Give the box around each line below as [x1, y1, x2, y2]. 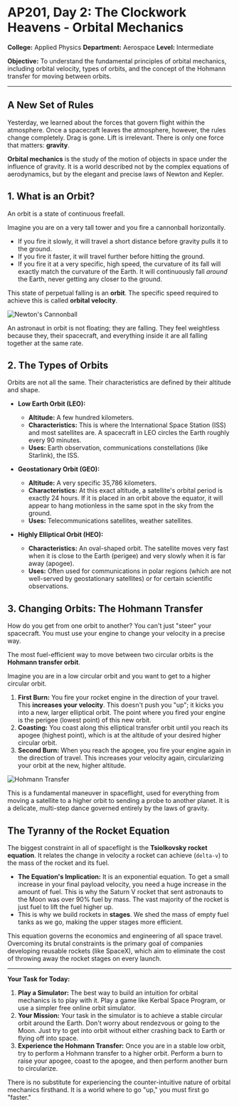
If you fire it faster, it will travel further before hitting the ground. [17, 252, 205, 261]
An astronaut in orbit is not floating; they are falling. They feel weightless [7, 323, 221, 332]
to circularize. [17, 1064, 58, 1072]
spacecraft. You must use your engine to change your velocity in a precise [7, 629, 225, 638]
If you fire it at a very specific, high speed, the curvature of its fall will [17, 259, 221, 268]
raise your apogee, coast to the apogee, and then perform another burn [17, 1056, 228, 1065]
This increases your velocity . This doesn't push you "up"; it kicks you [17, 701, 224, 709]
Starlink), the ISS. [28, 451, 80, 460]
